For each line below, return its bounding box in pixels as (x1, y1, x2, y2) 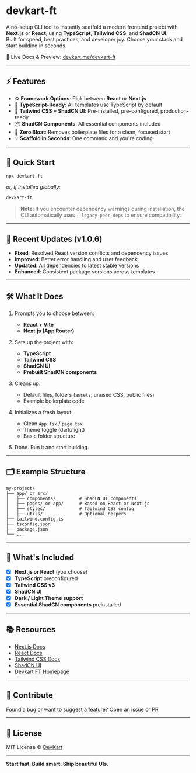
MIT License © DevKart (6, 744, 63, 751)
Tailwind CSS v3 (14, 581, 55, 588)
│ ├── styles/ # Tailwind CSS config (6, 505, 134, 512)
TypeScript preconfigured (14, 574, 78, 582)
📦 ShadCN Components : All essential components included (14, 120, 161, 127)
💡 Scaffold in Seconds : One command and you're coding (14, 134, 153, 141)
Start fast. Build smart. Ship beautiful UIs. (6, 761, 109, 768)
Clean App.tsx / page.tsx (23, 420, 83, 427)
